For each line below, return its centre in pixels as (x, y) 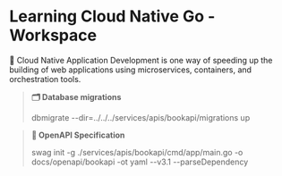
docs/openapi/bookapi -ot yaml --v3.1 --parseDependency (140, 162)
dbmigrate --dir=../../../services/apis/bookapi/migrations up (141, 117)
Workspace (53, 35)
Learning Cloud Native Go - (112, 17)
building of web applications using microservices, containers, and (131, 70)
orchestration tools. (45, 79)
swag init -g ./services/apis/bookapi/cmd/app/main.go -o (137, 152)
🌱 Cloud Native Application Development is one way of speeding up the (141, 60)
